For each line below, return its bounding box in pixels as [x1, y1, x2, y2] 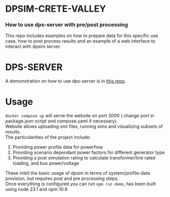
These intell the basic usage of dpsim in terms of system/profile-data [5, 170, 150, 176]
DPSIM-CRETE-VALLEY [5, 3, 106, 15]
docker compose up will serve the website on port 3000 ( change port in [5, 113, 154, 119]
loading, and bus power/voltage [12, 160, 79, 167]
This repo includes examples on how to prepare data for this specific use [5, 32, 158, 39]
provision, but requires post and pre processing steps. [5, 176, 119, 182]
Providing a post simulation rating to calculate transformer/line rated [12, 155, 156, 161]
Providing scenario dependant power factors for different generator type [12, 149, 165, 155]
